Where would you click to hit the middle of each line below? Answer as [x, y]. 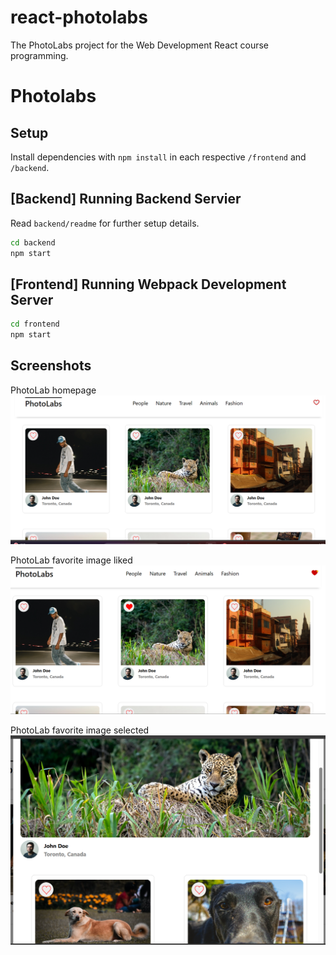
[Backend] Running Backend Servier [126, 199]
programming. [39, 55]
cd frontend [35, 324]
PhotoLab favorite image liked [71, 560]
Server [32, 299]
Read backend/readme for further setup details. [105, 223]
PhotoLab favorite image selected [80, 730]
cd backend [33, 242]
